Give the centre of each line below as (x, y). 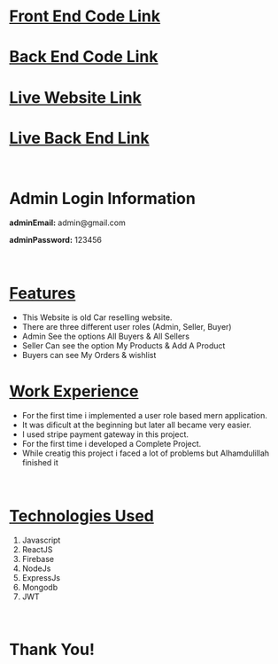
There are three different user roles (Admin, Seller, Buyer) (127, 327)
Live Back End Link (79, 138)
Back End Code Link (84, 57)
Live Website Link (75, 97)
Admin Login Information (103, 198)
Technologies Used (82, 516)
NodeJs (36, 568)
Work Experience (74, 391)
